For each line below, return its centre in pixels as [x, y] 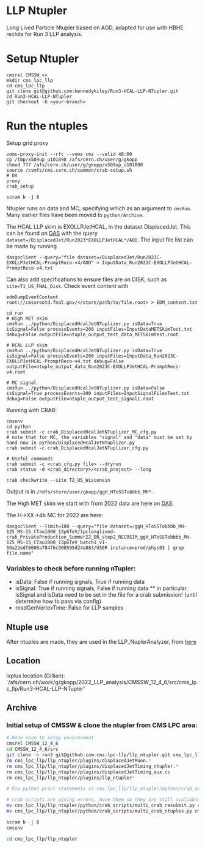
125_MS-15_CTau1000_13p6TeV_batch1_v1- [57, 542]
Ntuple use [27, 627]
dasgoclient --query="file [41, 257]
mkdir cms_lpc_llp [30, 80]
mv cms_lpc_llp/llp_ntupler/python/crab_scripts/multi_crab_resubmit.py [101, 806]
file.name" [20, 553]
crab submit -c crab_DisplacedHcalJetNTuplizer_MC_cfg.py [81, 432]
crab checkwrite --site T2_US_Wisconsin [59, 480]
